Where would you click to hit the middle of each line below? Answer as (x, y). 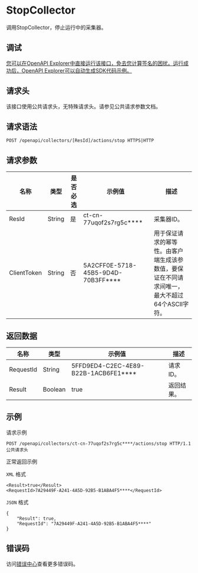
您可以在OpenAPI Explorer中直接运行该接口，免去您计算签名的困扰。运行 (95, 63)
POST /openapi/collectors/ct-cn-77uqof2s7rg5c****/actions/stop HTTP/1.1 (99, 444)
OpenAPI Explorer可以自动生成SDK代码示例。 (77, 70)
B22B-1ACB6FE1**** (104, 373)
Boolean (54, 389)
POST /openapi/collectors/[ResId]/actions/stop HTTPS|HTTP (80, 141)
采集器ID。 (169, 219)
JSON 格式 (17, 502)
